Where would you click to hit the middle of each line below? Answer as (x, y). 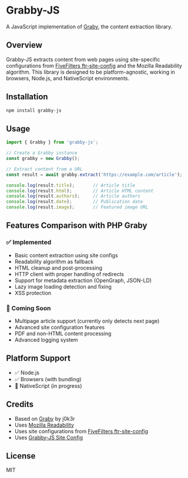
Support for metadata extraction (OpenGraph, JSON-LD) (83, 280)
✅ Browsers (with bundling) (48, 379)
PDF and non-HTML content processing (63, 333)
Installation (27, 97)
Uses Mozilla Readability (44, 425)
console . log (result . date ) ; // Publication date (75, 202)
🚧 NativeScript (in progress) (48, 386)
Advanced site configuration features (60, 327)
